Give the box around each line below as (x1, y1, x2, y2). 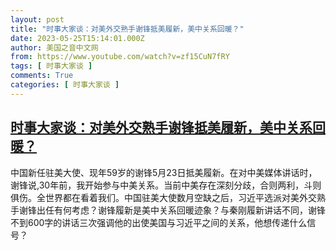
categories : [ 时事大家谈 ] (10, 80, 120, 90)
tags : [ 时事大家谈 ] (10, 61, 93, 71)
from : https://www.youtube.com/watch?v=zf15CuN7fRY (10, 52, 230, 62)
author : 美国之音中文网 (10, 42, 99, 53)
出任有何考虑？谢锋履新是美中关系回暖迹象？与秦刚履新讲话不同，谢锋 (36, 204, 326, 216)
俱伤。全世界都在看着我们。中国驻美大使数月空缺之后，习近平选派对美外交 (10, 191, 317, 203)
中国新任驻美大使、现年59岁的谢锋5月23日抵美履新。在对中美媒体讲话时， (10, 166, 318, 178)
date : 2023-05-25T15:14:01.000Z (10, 33, 145, 43)
